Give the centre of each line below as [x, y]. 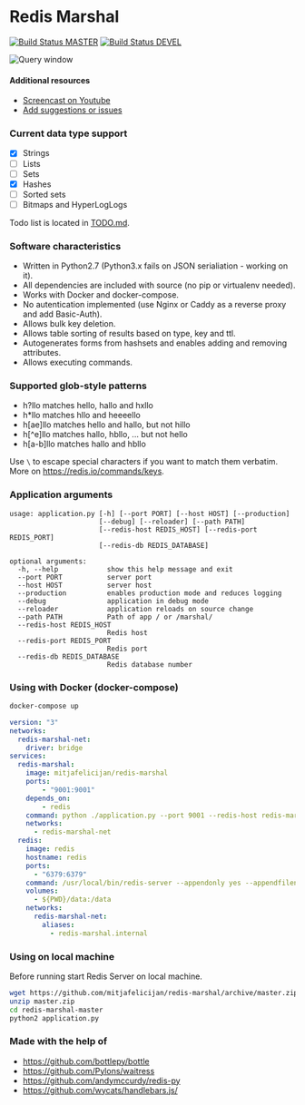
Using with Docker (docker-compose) [94, 687]
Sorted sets [44, 194]
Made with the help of [59, 1041]
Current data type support [69, 133]
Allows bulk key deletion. [69, 324]
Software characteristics [65, 246]
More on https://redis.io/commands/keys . [87, 471]
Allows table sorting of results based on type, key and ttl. [129, 334]
